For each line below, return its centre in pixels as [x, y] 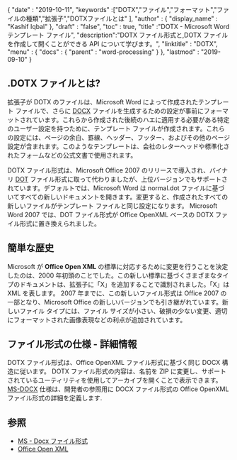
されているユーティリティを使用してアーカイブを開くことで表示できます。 [115, 380]
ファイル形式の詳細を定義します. [55, 398]
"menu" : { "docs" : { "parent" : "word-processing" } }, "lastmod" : [103, 52]
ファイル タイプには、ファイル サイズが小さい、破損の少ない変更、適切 [123, 311]
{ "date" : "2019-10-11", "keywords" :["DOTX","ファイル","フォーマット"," [112, 10]
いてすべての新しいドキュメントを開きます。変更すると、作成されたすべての [118, 197]
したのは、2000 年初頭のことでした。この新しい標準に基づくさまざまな [112, 275]
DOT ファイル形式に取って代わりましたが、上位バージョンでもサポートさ [122, 179]
